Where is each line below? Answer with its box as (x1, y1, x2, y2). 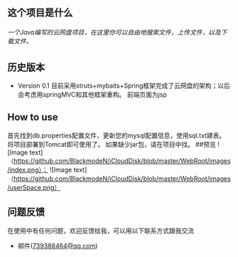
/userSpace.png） (7, 183, 61, 192)
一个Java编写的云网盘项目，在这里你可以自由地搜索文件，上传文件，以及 (7, 28, 222, 36)
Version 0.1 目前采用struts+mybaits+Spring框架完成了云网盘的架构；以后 (17, 81, 231, 90)
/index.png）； (7, 165, 48, 174)
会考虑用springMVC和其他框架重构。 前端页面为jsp (17, 90, 167, 99)
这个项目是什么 (7, 6, 73, 19)
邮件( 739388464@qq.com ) (17, 241, 98, 250)
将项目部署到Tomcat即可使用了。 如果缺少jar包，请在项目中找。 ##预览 (7, 140, 217, 148)
